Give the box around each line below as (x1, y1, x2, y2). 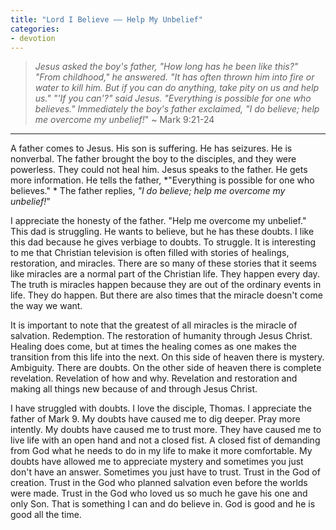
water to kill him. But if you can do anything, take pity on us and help (34, 82, 320, 94)
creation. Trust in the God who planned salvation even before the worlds (10, 477, 308, 489)
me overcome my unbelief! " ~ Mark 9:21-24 (34, 114, 215, 126)
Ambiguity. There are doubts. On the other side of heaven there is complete (10, 362, 322, 374)
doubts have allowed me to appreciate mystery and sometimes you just (10, 456, 304, 468)
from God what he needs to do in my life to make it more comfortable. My (10, 445, 313, 457)
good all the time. (10, 509, 82, 521)
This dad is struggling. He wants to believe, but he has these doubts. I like (10, 226, 315, 238)
